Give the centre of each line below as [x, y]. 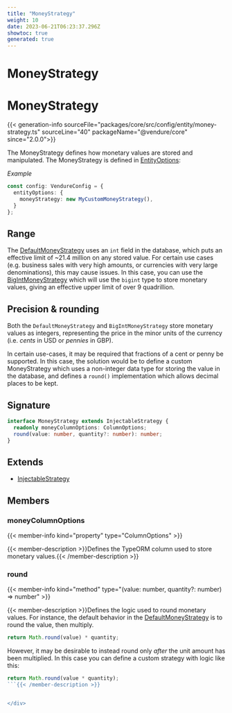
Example [20, 173]
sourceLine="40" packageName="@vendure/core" [115, 132]
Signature [29, 405]
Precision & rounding [53, 309]
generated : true [30, 40]
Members [28, 500]
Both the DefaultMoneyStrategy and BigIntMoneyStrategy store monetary [110, 326]
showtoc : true [28, 33]
